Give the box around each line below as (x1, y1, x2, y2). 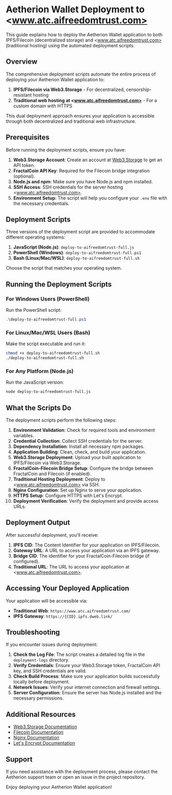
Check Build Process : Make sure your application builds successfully (13, 673, 160, 679)
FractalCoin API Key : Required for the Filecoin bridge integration (13, 167, 150, 174)
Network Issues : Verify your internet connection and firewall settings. (13, 684, 161, 690)
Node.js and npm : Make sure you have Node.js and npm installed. (13, 178, 153, 184)
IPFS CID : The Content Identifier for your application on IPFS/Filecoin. (13, 542, 160, 548)
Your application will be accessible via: (6, 597, 88, 604)
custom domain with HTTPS (13, 103, 73, 109)
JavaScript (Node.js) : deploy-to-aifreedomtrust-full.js (13, 244, 135, 250)
